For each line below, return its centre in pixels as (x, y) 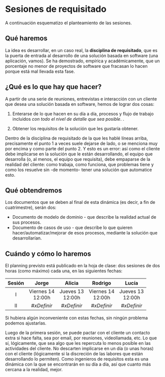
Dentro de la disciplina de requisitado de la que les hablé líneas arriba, (77, 138)
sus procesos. (27, 222)
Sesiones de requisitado (56, 9)
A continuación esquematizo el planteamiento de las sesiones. (69, 23)
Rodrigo (102, 283)
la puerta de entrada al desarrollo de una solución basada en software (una (82, 55)
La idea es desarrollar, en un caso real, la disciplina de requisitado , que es (81, 50)
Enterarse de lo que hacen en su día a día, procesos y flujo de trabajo (83, 114)
